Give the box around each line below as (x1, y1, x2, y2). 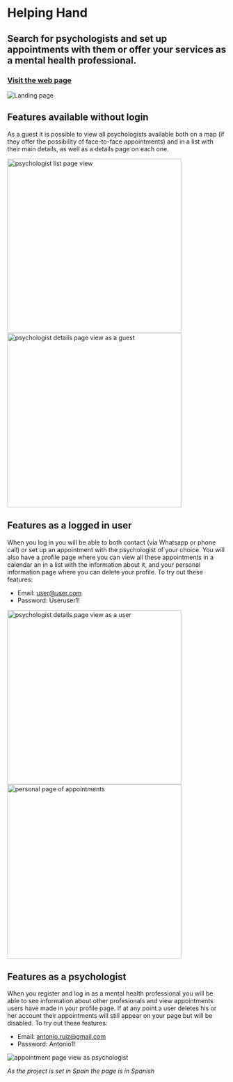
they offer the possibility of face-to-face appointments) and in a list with (7, 137, 214, 146)
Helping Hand (7, 5, 88, 21)
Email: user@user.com (17, 588, 82, 597)
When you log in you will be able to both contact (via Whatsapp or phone (7, 538, 216, 547)
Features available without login (7, 112, 149, 123)
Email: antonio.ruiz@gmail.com (17, 1033, 106, 1041)
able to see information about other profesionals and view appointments (7, 997, 214, 1005)
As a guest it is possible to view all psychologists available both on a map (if (7, 130, 225, 138)
